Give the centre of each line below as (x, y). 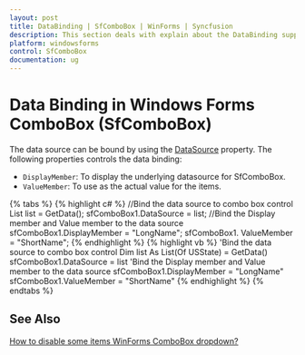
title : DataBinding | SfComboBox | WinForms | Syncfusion (121, 26)
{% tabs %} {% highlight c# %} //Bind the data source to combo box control (151, 203)
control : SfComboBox (49, 52)
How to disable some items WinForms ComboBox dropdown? (124, 340)
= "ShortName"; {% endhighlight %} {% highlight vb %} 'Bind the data (141, 242)
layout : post (34, 18)
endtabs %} (32, 291)
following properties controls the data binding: (96, 159)
